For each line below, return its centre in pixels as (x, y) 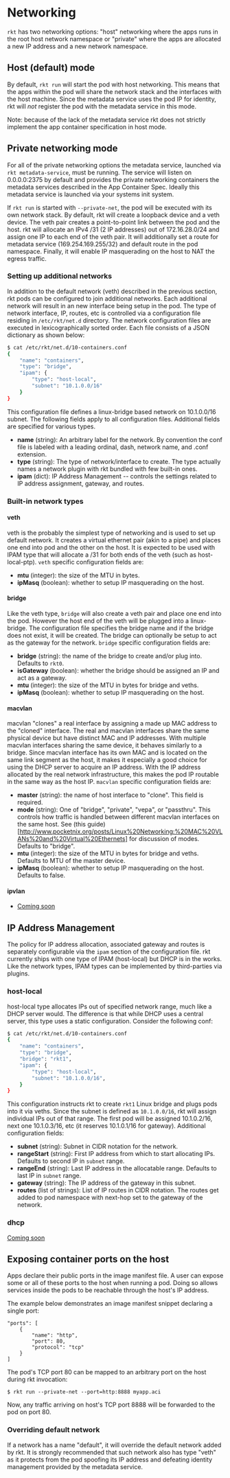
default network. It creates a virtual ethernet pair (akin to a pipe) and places (114, 540)
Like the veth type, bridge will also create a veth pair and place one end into (114, 614)
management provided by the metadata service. (75, 1466)
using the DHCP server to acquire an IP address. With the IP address (104, 767)
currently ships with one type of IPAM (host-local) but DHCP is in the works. (114, 959)
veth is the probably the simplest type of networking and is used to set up (112, 533)
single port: (23, 1311)
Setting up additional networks (60, 276)
